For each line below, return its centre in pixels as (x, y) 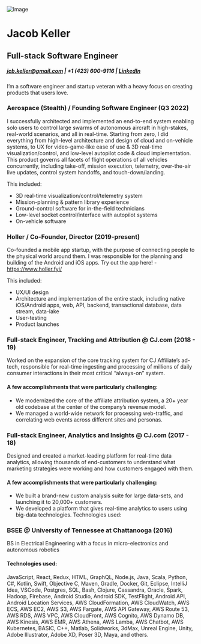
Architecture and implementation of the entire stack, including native (100, 299)
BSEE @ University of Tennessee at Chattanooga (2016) (90, 530)
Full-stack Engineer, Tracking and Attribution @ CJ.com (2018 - (101, 340)
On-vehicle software (41, 221)
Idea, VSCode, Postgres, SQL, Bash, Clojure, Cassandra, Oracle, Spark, (95, 590)
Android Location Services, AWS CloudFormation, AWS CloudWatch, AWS (98, 603)
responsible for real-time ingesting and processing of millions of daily (106, 367)
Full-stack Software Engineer (63, 56)
